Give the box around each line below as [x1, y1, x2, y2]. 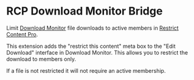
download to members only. [6, 55, 76, 62]
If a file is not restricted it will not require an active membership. [6, 67, 166, 74]
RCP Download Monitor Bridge [6, 4, 163, 18]
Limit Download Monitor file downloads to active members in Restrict [6, 24, 179, 32]
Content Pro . [6, 30, 38, 38]
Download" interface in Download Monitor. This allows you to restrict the [6, 48, 189, 56]
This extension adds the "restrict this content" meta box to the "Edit [6, 42, 176, 50]
